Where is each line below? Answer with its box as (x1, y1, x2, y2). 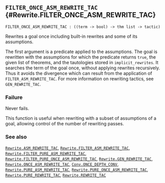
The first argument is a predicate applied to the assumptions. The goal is (5, 48, 158, 55)
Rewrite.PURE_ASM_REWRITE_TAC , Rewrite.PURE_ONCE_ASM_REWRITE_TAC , (5, 167, 149, 173)
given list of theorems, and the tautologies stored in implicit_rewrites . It (5, 59, 159, 65)
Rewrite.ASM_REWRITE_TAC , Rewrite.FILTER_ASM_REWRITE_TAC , (5, 145, 130, 151)
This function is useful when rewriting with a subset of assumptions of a (5, 115, 157, 121)
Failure (5, 94, 23, 101)
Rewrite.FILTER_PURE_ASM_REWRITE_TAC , (5, 150, 87, 156)
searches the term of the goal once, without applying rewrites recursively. (5, 65, 160, 71)
